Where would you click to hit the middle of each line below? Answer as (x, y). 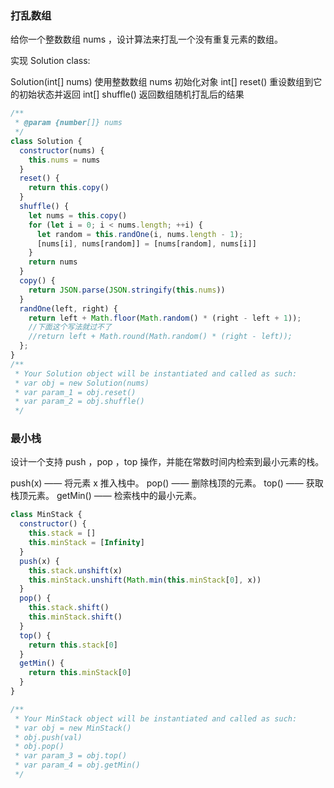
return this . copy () (69, 188)
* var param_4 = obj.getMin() (77, 765)
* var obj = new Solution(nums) (82, 383)
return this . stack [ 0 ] (73, 645)
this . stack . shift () (69, 608)
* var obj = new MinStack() (73, 728)
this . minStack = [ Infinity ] (86, 543)
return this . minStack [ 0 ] (80, 673)
